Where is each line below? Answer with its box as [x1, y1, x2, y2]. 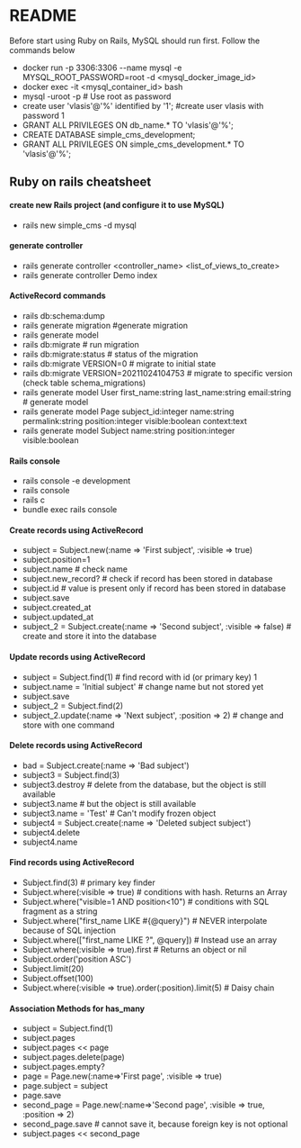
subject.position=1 [22, 555, 91, 565]
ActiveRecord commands [9, 290, 106, 302]
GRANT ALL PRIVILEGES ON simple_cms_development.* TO [22, 139, 245, 149]
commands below [9, 44, 75, 55]
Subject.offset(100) [22, 972, 94, 983]
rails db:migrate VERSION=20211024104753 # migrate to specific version [22, 367, 293, 378]
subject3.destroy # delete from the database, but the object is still [22, 779, 267, 790]
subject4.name [22, 836, 78, 847]
